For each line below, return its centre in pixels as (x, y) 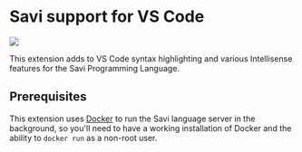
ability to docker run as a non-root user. (83, 138)
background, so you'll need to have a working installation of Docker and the (151, 128)
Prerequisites (48, 97)
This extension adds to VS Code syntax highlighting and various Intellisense (151, 58)
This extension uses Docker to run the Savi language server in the (132, 119)
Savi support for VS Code (107, 17)
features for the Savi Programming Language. (94, 68)
